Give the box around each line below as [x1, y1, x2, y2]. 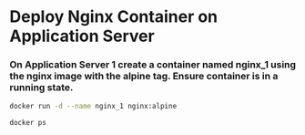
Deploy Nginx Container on [9, 6, 219, 27]
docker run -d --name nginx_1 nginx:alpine [9, 102, 178, 111]
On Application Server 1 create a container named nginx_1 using [9, 58, 297, 71]
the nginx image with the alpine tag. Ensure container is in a [9, 70, 279, 83]
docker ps [9, 119, 47, 128]
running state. [9, 81, 74, 94]
